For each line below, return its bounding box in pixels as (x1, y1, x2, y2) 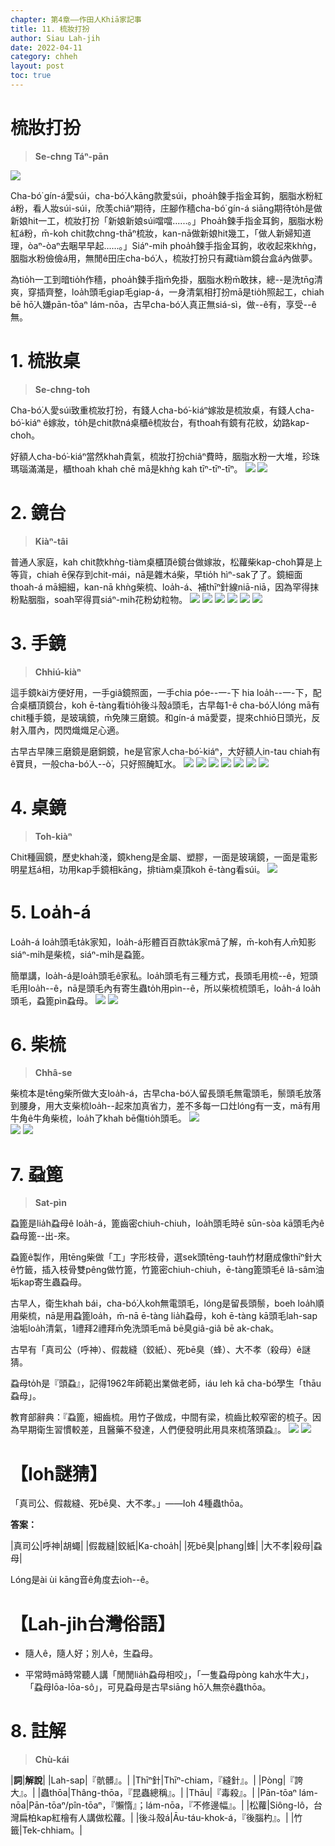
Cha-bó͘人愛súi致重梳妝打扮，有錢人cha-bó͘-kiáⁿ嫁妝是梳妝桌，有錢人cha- (10, 404, 315, 416)
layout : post (10, 61, 65, 71)
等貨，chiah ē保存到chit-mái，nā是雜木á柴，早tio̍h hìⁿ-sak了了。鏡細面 (10, 568, 303, 580)
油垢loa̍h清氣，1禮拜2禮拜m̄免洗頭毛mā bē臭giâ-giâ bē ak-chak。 (10, 1322, 280, 1335)
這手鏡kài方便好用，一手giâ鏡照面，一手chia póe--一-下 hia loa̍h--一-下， (10, 686, 313, 698)
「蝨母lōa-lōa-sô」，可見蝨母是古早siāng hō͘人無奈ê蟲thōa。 (24, 1681, 272, 1693)
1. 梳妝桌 (10, 350, 81, 372)
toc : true (10, 71, 52, 81)
